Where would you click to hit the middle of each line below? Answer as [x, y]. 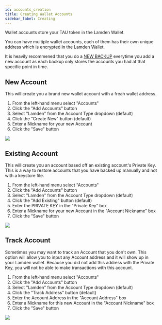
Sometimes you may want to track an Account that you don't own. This [76, 252]
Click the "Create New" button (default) [51, 119]
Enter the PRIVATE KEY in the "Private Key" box [59, 206]
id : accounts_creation [28, 9]
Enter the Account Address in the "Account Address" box [69, 298]
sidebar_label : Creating [30, 18]
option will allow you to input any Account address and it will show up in [77, 257]
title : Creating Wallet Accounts [39, 14]
